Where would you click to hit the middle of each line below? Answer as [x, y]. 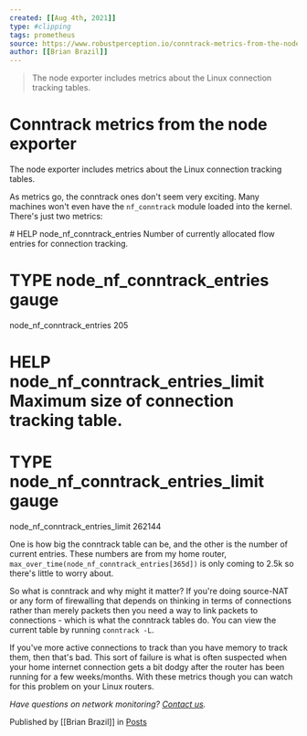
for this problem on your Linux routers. [82, 687]
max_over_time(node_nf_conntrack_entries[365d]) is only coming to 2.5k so [152, 564]
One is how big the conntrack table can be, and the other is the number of [149, 544]
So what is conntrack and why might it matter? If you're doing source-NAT [149, 592]
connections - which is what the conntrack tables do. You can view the [143, 620]
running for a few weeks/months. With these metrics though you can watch [151, 677]
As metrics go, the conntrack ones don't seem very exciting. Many [135, 197]
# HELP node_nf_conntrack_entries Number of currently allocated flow [143, 234]
